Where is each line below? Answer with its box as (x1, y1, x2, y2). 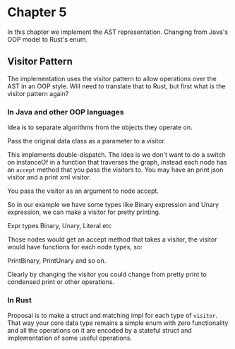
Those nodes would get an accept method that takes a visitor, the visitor (7, 235, 217, 244)
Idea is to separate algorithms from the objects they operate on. (7, 123, 193, 131)
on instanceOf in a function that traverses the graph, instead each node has (7, 158, 227, 167)
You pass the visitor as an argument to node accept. (7, 187, 159, 195)
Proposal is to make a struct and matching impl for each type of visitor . (7, 312, 217, 320)
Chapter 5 (7, 4, 67, 20)
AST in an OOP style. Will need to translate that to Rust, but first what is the (7, 82, 226, 90)
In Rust (7, 295, 32, 304)
